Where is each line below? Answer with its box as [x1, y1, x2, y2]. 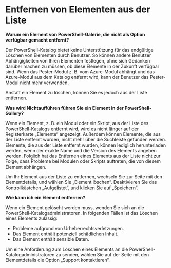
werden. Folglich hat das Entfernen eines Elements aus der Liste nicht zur [5, 153, 161, 159]
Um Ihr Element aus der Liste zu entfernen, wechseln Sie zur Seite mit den [5, 173, 163, 180]
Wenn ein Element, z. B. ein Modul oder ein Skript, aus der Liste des [5, 120, 149, 126]
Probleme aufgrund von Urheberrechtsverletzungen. [12, 225, 124, 231]
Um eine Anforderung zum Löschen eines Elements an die [5, 246, 128, 252]
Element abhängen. [5, 163, 47, 170]
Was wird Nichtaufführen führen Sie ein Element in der [5, 105, 124, 111]
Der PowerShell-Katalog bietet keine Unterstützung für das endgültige [5, 47, 154, 53]
